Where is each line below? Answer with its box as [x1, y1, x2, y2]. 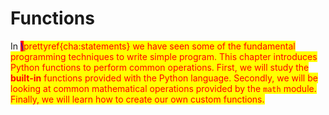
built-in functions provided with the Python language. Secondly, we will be [10, 72, 318, 84]
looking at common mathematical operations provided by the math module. [10, 82, 317, 94]
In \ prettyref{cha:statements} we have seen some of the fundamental [10, 40, 296, 52]
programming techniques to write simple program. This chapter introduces [10, 50, 318, 62]
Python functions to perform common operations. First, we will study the [10, 61, 310, 73]
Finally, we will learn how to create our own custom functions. [10, 93, 265, 105]
